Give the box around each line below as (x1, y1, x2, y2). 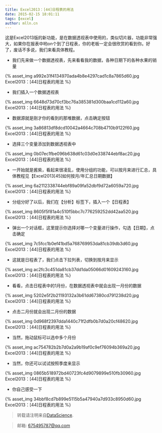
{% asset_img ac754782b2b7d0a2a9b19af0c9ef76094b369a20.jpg (5, 344, 140, 350)
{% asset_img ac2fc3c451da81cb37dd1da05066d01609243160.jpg (5, 267, 139, 273)
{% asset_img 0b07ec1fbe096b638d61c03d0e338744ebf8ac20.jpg (5, 151, 140, 157)
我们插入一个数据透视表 (12, 89, 59, 95)
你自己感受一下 (12, 386, 42, 393)
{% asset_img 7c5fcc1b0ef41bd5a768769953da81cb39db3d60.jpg (5, 241, 138, 247)
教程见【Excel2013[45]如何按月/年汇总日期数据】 (16, 173, 115, 179)
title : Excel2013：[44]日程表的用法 (5, 7, 74, 12)
